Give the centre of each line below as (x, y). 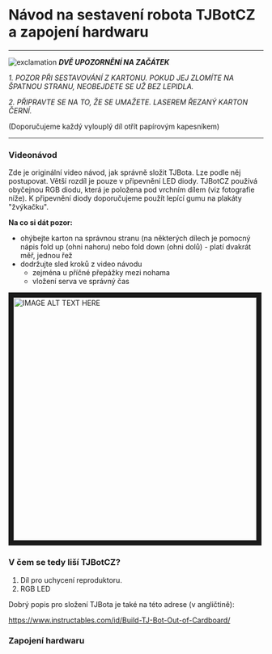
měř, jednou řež (46, 256)
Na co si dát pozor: (40, 223)
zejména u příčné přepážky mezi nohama (101, 273)
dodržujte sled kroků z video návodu (81, 264)
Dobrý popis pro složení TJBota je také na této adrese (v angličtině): (121, 604)
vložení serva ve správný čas (81, 282)
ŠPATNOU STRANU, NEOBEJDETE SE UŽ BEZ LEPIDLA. (101, 86)
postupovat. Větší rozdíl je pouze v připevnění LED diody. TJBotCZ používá (133, 181)
